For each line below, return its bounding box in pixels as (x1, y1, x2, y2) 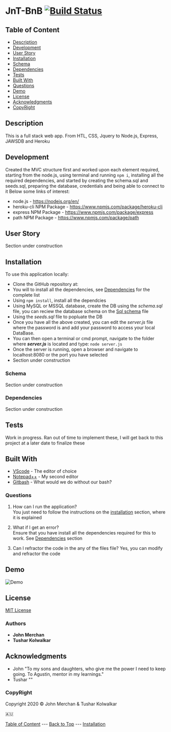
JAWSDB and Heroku (5, 138, 50, 144)
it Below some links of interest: (5, 188, 70, 194)
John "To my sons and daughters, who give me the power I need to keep (12, 666, 166, 672)
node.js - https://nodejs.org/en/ (12, 198, 79, 204)
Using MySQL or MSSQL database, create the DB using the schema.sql (12, 303, 163, 309)
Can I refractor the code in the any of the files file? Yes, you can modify (12, 545, 163, 551)
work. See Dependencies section (12, 535, 83, 541)
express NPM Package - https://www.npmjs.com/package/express (12, 209, 154, 215)
